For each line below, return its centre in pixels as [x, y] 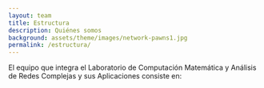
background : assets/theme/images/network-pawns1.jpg [98, 38]
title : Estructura [39, 23]
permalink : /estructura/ [50, 45]
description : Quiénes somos [55, 30]
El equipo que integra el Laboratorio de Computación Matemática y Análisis [132, 67]
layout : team [30, 15]
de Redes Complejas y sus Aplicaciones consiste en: [95, 76]
